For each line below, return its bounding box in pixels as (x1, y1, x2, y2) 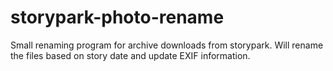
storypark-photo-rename (10, 6, 225, 29)
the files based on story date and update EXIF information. (10, 49, 251, 61)
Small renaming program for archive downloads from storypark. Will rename (10, 39, 324, 51)
